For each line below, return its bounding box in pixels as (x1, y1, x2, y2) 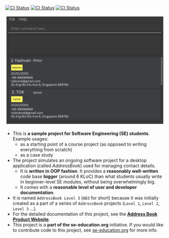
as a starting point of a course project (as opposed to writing (20, 141, 147, 148)
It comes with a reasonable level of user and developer (20, 184, 137, 191)
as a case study (20, 152, 53, 158)
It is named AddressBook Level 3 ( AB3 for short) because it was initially (12, 195, 159, 201)
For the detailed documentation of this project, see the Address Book (12, 211, 158, 217)
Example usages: (12, 136, 49, 142)
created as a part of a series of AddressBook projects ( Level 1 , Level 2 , (12, 200, 160, 207)
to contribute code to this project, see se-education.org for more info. (12, 227, 158, 233)
